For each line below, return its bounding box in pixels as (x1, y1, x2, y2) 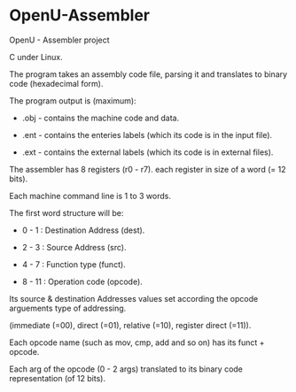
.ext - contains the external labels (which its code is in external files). (21, 147, 274, 158)
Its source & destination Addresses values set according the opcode (9, 293, 259, 304)
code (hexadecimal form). (9, 78, 104, 88)
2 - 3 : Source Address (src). (21, 242, 127, 252)
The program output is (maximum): (9, 95, 136, 106)
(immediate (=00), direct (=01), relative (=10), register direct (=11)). (9, 319, 252, 330)
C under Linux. (9, 51, 64, 62)
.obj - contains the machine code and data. (21, 112, 180, 123)
